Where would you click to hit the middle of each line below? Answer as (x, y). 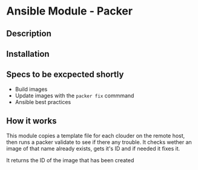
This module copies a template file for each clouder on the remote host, (96, 136)
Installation (28, 54)
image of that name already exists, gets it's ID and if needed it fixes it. (93, 148)
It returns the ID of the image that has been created (70, 160)
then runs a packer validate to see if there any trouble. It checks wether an (99, 142)
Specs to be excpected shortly (65, 75)
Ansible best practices (43, 102)
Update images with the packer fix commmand (74, 96)
